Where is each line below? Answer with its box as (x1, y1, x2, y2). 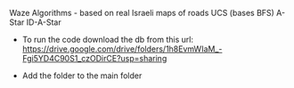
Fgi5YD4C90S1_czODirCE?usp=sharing (21, 53, 167, 63)
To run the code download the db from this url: (21, 35, 194, 44)
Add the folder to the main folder (21, 70, 143, 81)
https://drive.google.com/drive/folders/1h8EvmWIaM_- (21, 44, 223, 54)
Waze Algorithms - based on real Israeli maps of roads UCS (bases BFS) (9, 8, 274, 18)
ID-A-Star (26, 17, 61, 28)
